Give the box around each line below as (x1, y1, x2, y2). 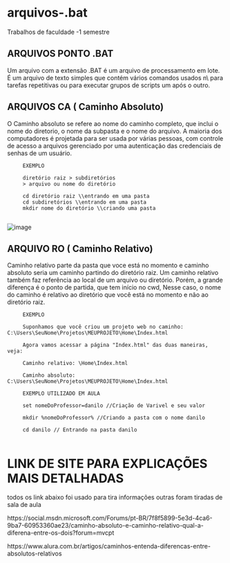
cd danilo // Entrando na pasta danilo (22, 427, 137, 434)
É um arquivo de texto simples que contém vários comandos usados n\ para (7, 73, 223, 82)
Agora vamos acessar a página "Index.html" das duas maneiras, (22, 341, 209, 349)
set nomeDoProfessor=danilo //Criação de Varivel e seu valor (22, 402, 206, 409)
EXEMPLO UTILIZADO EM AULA (22, 390, 100, 397)
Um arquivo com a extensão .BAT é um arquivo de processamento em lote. (7, 66, 220, 74)
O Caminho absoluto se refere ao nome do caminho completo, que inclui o (7, 119, 219, 127)
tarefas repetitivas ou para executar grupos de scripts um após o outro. (7, 81, 211, 89)
